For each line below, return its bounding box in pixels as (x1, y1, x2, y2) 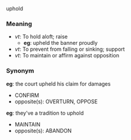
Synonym (6, 67, 34, 75)
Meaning (6, 19, 32, 28)
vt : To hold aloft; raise (14, 33, 68, 40)
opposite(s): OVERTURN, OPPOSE (14, 97, 98, 105)
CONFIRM (14, 92, 40, 99)
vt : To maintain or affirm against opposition (14, 52, 120, 59)
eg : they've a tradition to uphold (6, 109, 84, 116)
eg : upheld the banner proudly (23, 40, 98, 47)
